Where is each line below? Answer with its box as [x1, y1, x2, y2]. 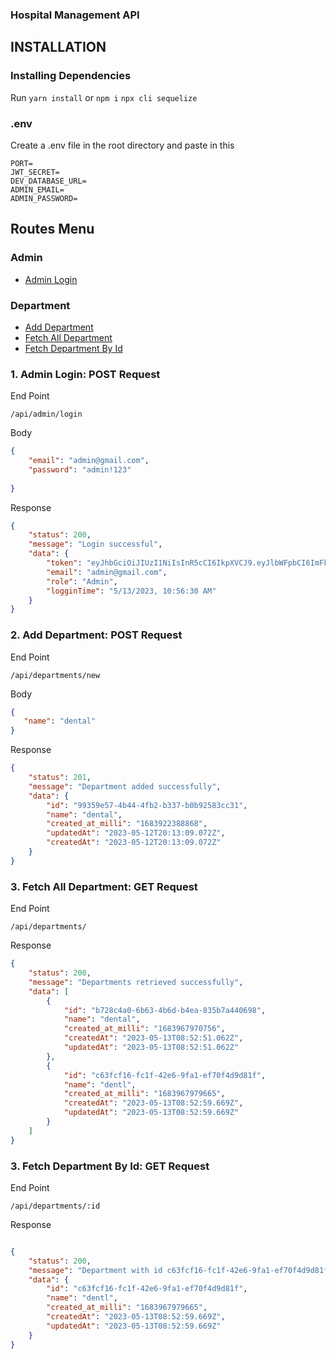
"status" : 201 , [28, 773, 92, 783]
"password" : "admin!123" [28, 464, 132, 475]
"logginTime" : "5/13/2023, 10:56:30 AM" [46, 586, 217, 596]
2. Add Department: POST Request [10, 628, 183, 642]
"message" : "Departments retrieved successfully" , [28, 977, 244, 987]
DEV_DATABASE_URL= [10, 176, 87, 186]
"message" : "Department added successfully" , [28, 781, 222, 792]
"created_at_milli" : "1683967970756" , [63, 1024, 226, 1034]
